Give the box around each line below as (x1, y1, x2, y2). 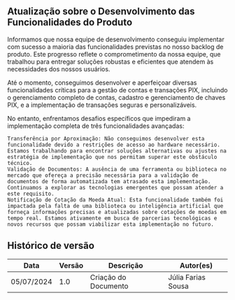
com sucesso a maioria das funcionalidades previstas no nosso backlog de (7, 42, 224, 51)
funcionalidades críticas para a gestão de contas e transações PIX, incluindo (7, 85, 228, 94)
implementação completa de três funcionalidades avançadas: (7, 122, 185, 130)
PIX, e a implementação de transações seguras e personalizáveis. (7, 101, 197, 109)
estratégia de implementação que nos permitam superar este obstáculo (7, 153, 218, 160)
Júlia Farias (167, 272, 206, 282)
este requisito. (7, 190, 55, 197)
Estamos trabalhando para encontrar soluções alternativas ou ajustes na (7, 147, 227, 155)
